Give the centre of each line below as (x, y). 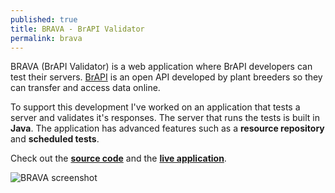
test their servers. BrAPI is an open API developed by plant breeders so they (166, 77)
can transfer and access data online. (85, 88)
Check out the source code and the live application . (118, 158)
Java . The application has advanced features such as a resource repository (167, 128)
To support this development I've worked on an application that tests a (155, 107)
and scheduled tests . (55, 139)
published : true (44, 19)
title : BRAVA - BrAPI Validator (77, 29)
